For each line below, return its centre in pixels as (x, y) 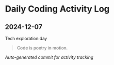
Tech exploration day (26, 38)
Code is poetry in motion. (42, 48)
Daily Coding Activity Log (57, 9)
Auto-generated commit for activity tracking (49, 57)
